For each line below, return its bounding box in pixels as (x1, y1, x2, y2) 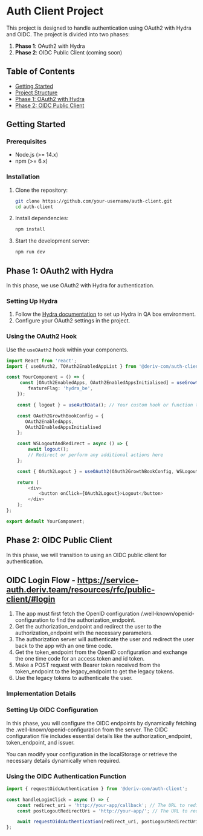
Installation (6, 172, 40, 181)
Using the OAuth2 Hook (6, 332, 77, 341)
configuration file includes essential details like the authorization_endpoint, (6, 732, 192, 739)
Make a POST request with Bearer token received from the (14, 661, 161, 669)
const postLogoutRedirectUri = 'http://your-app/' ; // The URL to (17, 808, 188, 814)
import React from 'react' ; (6, 358, 77, 364)
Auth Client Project (6, 4, 104, 18)
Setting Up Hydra (6, 296, 58, 305)
